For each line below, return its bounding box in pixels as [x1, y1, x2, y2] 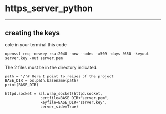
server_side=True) [40, 104, 79, 109]
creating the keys [5, 29, 60, 37]
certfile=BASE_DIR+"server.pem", [40, 95, 110, 100]
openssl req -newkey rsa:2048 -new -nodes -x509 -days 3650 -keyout [5, 51, 149, 56]
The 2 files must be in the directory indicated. [5, 64, 98, 70]
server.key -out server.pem [5, 55, 63, 61]
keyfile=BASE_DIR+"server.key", [40, 100, 107, 105]
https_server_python [5, 3, 93, 14]
